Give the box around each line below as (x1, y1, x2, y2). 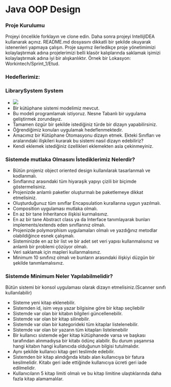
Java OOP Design (5, 4, 81, 15)
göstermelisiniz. (12, 184, 47, 190)
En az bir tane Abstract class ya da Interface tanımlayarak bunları (12, 217, 150, 222)
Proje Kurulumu (5, 22, 45, 29)
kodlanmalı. (12, 173, 37, 179)
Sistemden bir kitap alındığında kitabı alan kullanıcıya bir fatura (12, 354, 145, 360)
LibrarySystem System (5, 87, 64, 94)
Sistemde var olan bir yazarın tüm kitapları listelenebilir (12, 327, 129, 333)
